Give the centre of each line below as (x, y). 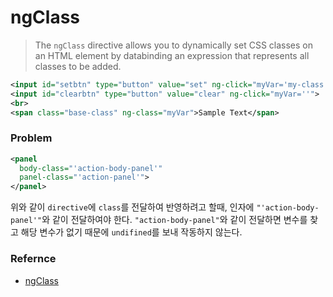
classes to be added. (78, 66)
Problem (31, 138)
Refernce (33, 259)
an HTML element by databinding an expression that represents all (172, 55)
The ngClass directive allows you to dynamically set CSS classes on (173, 45)
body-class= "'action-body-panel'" (91, 168)
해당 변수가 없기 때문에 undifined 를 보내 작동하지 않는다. (131, 232)
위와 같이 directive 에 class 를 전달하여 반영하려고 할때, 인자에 (132, 207)
